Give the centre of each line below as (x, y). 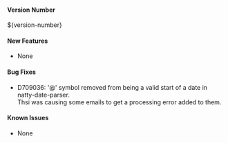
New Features (28, 41)
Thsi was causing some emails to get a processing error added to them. (119, 102)
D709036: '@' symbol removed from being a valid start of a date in (112, 87)
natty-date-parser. (44, 95)
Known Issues (28, 118)
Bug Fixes (22, 72)
